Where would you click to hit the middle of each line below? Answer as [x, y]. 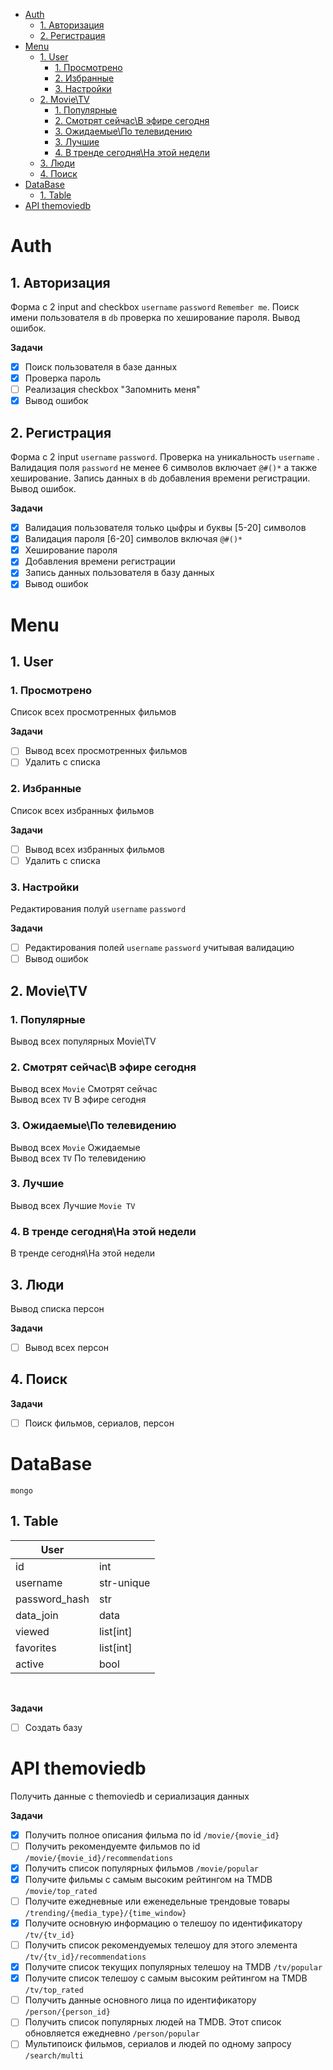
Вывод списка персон [57, 1308]
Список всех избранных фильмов [82, 810]
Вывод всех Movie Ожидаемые [75, 1147]
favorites [36, 1647]
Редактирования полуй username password [98, 909]
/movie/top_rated [61, 1891]
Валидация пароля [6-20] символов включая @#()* [133, 539]
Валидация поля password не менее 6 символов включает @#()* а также [164, 468]
